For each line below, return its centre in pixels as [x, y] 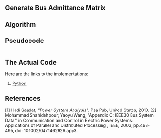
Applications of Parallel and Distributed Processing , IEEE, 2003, [69, 125]
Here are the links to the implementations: [47, 74]
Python [19, 83]
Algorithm [21, 24]
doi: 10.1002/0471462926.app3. [47, 131]
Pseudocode [25, 41]
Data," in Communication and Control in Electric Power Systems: [69, 121]
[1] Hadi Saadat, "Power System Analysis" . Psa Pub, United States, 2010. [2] [80, 110]
